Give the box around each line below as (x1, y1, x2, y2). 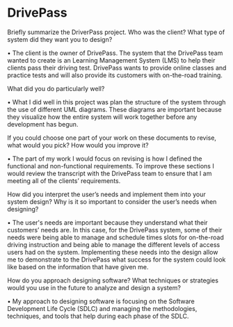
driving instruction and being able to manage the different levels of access (7, 240, 220, 248)
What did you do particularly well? (7, 84, 105, 93)
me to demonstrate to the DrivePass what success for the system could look (7, 255, 226, 264)
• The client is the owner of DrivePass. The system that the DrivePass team (7, 49, 223, 57)
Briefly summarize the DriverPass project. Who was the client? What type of (7, 28, 225, 36)
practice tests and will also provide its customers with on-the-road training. (7, 71, 223, 79)
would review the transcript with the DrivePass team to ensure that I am (7, 169, 212, 177)
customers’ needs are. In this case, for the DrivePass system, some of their (7, 225, 223, 234)
